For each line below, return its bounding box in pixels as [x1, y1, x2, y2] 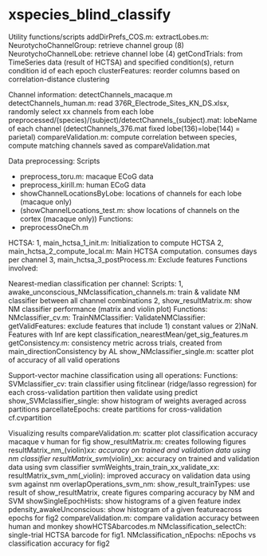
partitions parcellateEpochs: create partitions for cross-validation [8, 404, 222, 414]
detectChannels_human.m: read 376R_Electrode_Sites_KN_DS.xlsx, [8, 98, 230, 108]
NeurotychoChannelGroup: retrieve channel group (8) [8, 40, 185, 49]
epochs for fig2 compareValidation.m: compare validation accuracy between [8, 513, 260, 522]
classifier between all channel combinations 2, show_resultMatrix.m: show [8, 295, 253, 305]
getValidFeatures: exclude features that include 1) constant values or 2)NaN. [8, 321, 258, 330]
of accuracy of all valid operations [8, 355, 120, 365]
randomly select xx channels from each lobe [8, 106, 155, 116]
